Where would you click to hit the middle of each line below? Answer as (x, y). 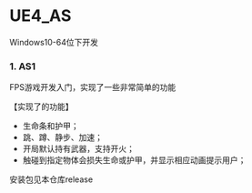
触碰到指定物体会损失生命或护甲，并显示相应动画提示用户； (134, 160)
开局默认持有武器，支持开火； (78, 149)
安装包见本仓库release (51, 179)
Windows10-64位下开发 (54, 42)
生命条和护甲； (50, 126)
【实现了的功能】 (41, 107)
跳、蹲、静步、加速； (62, 137)
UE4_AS (40, 16)
